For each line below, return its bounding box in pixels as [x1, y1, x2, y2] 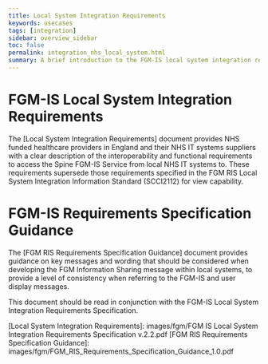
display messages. [8, 281, 70, 291]
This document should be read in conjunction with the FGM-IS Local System [8, 297, 259, 307]
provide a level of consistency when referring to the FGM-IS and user [8, 273, 236, 283]
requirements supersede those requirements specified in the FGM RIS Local [8, 168, 258, 177]
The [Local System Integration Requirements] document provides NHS [8, 133, 240, 144]
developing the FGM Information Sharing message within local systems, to [8, 264, 253, 274]
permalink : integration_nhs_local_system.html [8, 49, 166, 57]
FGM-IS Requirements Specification [8, 204, 252, 222]
